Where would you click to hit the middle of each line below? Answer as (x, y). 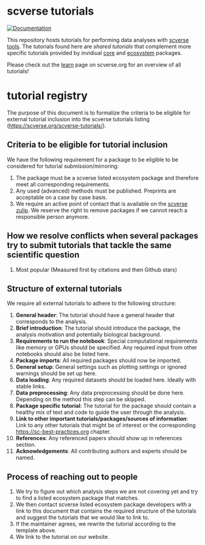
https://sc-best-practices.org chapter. (63, 432)
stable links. (31, 386)
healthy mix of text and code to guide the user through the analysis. (101, 412)
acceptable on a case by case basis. (61, 197)
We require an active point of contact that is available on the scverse (102, 204)
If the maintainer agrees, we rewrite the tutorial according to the (96, 524)
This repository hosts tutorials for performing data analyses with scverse (98, 40)
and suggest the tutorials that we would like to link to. (82, 518)
